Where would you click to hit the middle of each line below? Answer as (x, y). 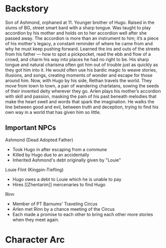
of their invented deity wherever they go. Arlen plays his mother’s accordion (83, 91)
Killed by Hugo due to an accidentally (51, 155)
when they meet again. (36, 220)
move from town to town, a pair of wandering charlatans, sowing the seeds (82, 85)
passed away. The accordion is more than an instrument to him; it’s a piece (82, 38)
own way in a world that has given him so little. (53, 112)
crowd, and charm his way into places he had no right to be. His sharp (77, 59)
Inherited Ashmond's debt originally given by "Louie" (67, 160)
